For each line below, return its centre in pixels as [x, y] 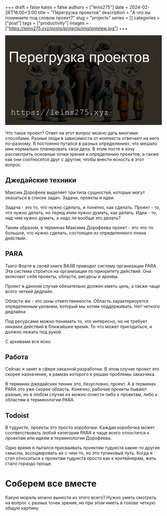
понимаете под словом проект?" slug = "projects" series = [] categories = [83, 18]
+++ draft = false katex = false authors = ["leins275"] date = [67, 7]
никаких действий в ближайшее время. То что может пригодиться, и [79, 326]
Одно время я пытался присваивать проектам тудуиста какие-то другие [83, 448]
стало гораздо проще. [29, 464]
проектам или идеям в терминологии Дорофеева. [58, 438]
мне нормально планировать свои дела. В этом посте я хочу [70, 148]
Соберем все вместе [51, 484]
